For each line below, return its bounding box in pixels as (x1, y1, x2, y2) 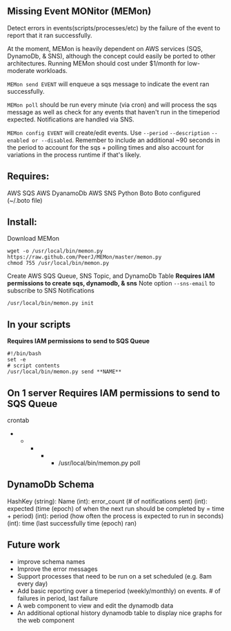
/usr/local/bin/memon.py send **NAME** (7, 368, 122, 375)
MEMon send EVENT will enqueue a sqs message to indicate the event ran (7, 79, 210, 88)
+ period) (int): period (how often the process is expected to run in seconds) (7, 512, 224, 520)
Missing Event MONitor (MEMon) (7, 6, 152, 17)
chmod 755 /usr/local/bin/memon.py (7, 260, 110, 267)
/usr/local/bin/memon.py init (7, 300, 94, 307)
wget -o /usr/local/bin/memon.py (7, 248, 103, 254)
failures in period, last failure (17, 594, 99, 602)
